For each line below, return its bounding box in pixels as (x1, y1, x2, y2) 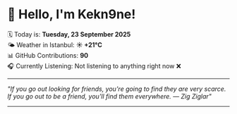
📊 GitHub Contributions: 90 (7, 51, 89, 59)
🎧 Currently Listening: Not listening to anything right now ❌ (7, 61, 181, 70)
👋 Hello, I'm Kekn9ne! (7, 6, 136, 23)
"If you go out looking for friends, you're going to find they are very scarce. (7, 84, 226, 93)
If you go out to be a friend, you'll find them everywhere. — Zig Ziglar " (7, 91, 212, 101)
